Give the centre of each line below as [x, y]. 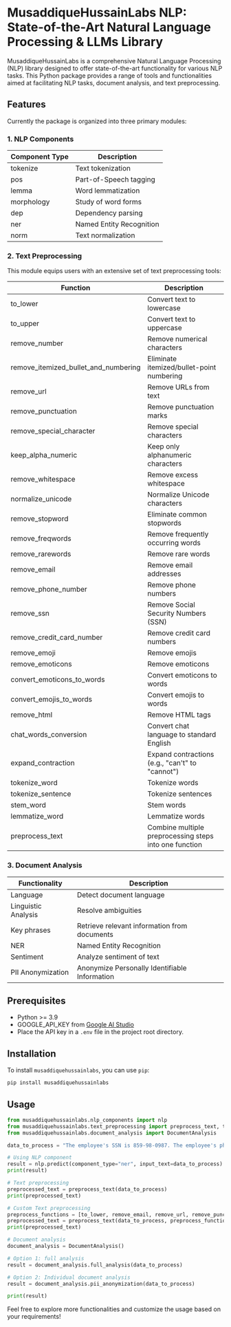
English [159, 743]
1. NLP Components [41, 139]
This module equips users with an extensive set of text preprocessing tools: [114, 271]
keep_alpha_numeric [44, 455]
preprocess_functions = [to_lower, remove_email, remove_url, [98, 1215]
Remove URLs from [178, 387]
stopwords [165, 523]
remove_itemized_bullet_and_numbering [76, 367]
